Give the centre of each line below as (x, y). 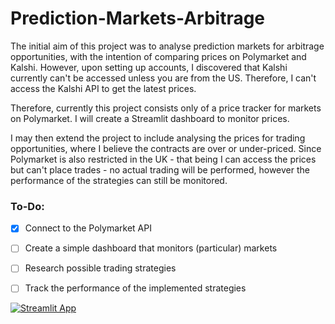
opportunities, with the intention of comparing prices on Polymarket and (158, 56)
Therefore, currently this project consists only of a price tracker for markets (166, 108)
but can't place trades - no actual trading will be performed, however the (160, 169)
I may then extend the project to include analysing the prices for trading (158, 138)
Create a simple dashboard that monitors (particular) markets (151, 248)
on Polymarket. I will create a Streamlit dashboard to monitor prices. (150, 118)
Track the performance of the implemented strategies (135, 288)
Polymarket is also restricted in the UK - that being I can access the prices (163, 159)
